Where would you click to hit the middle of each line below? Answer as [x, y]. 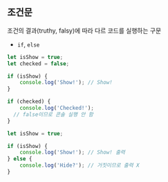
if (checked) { [29, 102]
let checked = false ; [38, 64]
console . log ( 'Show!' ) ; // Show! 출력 [73, 152]
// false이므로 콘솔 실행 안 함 [53, 114]
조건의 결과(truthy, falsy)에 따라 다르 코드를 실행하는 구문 [84, 31]
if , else [28, 44]
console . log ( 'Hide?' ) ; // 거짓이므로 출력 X [80, 165]
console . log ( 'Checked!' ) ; [57, 108]
